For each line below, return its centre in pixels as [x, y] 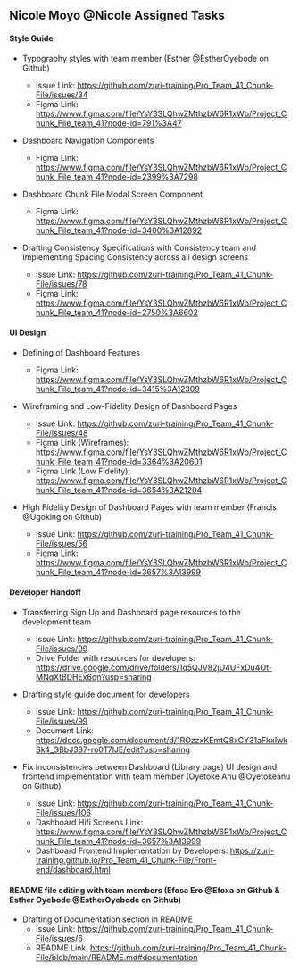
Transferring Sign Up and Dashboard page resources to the [131, 612]
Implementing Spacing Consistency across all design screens [135, 257]
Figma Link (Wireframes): [82, 442]
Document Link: [64, 731]
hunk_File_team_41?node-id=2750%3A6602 [116, 312]
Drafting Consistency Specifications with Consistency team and [139, 247]
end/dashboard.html [73, 870]
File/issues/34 [62, 95]
